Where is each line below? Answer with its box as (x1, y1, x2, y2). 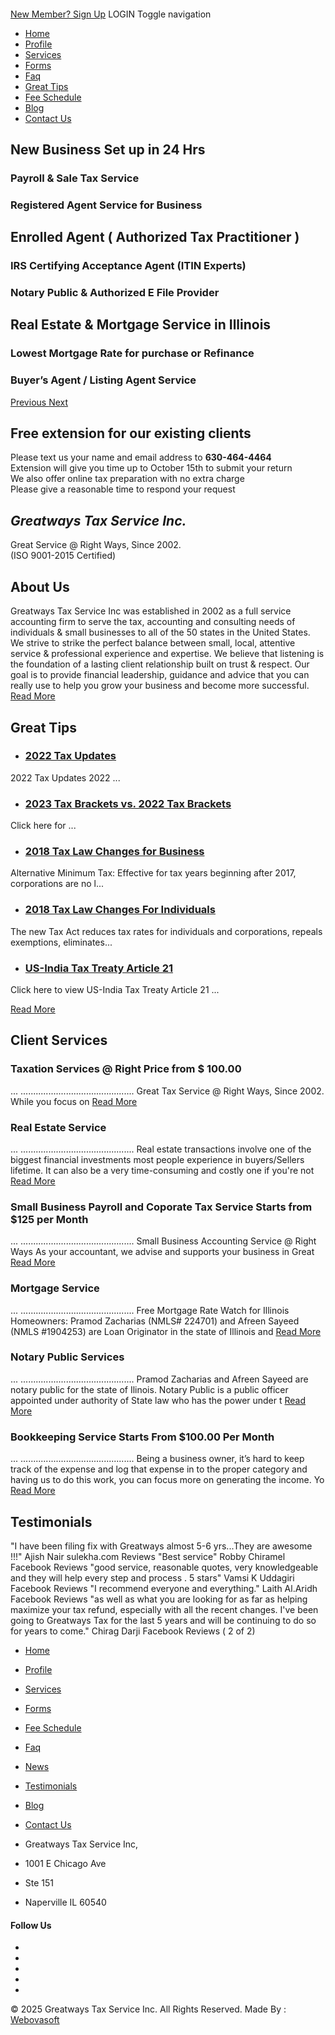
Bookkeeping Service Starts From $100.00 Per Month (10, 1430, 275, 1444)
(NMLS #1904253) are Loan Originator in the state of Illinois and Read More (10, 1325, 322, 1337)
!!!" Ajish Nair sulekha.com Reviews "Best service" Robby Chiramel (10, 1550, 286, 1562)
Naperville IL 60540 (24, 1896, 107, 1908)
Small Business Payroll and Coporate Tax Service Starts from (10, 1200, 313, 1214)
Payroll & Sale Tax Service (10, 171, 140, 185)
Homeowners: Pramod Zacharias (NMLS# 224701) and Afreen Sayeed (10, 1315, 300, 1327)
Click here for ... (10, 820, 77, 832)
